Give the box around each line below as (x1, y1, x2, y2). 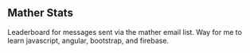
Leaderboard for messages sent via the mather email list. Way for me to (7, 27, 242, 36)
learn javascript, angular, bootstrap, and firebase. (7, 36, 169, 45)
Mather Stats (7, 6, 73, 20)
